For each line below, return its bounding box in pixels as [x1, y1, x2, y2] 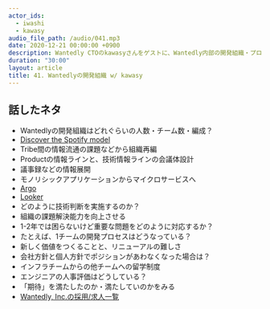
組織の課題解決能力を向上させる [19, 212, 126, 222]
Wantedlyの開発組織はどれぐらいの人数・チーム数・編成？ [19, 126, 214, 136]
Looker [19, 192, 44, 201]
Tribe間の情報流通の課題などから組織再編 [19, 144, 157, 154]
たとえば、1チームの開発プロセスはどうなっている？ [19, 232, 192, 242]
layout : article [8, 64, 63, 72]
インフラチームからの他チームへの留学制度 [19, 262, 161, 271]
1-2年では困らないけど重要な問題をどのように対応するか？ [19, 222, 214, 231]
